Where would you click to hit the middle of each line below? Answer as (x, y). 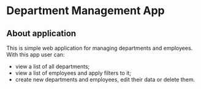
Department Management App (85, 11)
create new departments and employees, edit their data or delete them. (105, 79)
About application (41, 33)
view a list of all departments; (52, 66)
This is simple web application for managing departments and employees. (100, 48)
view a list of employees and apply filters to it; (73, 73)
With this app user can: (36, 55)
